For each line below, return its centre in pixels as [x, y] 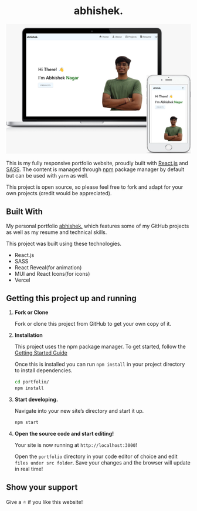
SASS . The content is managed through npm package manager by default [95, 169]
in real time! [29, 469]
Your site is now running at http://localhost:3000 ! [76, 445]
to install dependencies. [43, 370]
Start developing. [36, 400]
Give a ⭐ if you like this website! [45, 502]
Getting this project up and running [71, 298]
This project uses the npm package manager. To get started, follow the [100, 347]
